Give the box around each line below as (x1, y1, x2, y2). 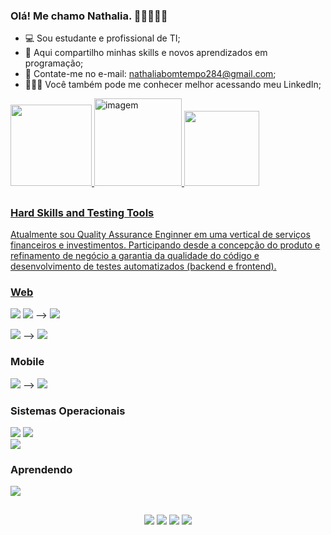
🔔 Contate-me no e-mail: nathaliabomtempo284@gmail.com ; (24, 68, 277, 80)
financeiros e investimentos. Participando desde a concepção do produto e (10, 239, 321, 251)
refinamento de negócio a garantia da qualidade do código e (10, 250, 260, 262)
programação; (24, 57, 84, 69)
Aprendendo (10, 462, 73, 476)
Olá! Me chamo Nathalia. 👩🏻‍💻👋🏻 (10, 9, 168, 23)
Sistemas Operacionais (10, 404, 126, 418)
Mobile (10, 355, 45, 369)
